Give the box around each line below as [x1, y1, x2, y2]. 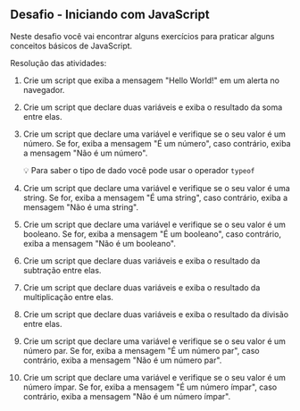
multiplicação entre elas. [22, 291, 114, 302]
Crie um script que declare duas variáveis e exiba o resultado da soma [22, 102, 283, 113]
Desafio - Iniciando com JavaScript [10, 7, 210, 22]
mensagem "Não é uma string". [22, 201, 139, 213]
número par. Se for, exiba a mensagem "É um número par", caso [22, 345, 260, 356]
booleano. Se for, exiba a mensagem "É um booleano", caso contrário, [22, 228, 282, 239]
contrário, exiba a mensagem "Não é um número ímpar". [22, 390, 231, 401]
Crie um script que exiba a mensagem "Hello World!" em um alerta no [22, 75, 280, 86]
